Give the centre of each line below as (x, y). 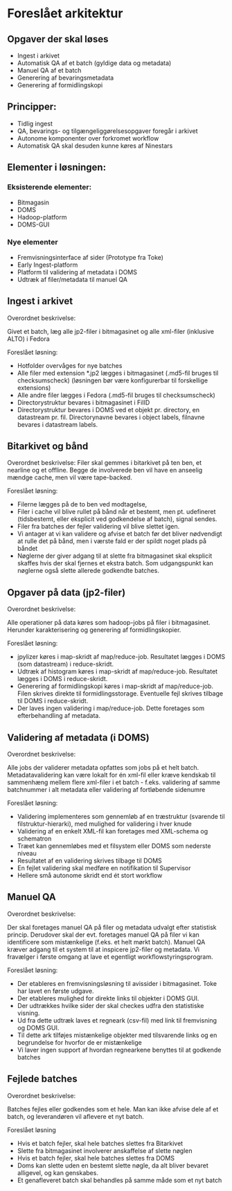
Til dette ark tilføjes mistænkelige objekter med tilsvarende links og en (117, 1035)
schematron (34, 839)
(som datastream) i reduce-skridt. (65, 664)
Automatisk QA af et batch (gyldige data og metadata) (94, 63)
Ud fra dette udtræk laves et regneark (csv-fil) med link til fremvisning (117, 1020)
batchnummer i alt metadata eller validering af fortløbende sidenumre (106, 790)
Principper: (32, 107)
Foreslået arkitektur (65, 14)
